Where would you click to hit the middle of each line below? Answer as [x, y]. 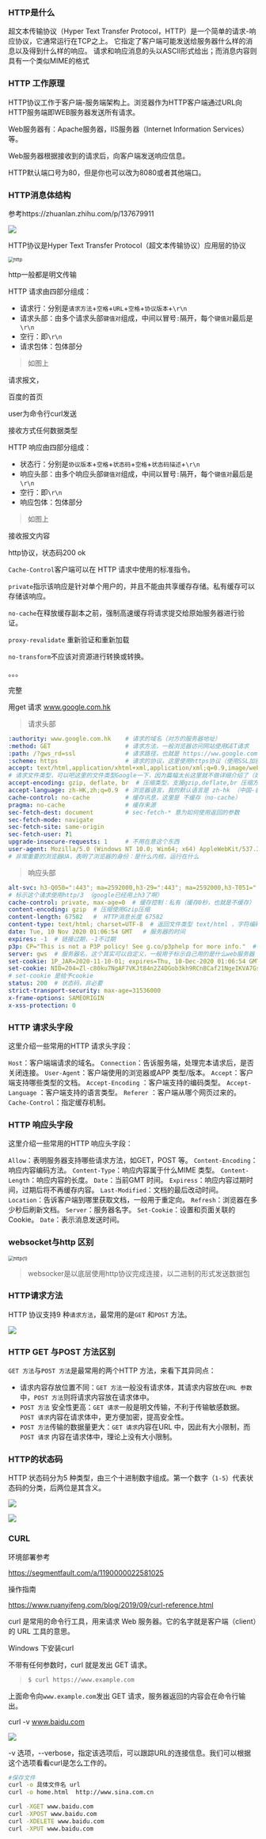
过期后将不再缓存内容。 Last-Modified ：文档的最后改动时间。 [122, 1190]
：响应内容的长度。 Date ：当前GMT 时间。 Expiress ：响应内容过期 [138, 1180]
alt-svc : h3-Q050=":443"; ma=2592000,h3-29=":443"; [95, 887]
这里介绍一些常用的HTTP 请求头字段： [70, 1046]
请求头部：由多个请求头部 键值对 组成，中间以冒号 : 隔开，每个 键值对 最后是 [136, 317]
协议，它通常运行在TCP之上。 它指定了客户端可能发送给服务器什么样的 [130, 41]
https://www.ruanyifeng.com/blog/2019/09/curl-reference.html [111, 1605]
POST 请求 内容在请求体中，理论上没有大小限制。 [98, 1437]
